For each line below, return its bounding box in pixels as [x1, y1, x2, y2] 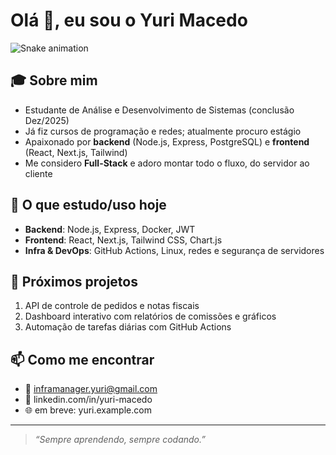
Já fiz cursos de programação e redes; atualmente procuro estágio [24, 125, 302, 137]
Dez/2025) [24, 114, 70, 126]
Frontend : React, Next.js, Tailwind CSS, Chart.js [24, 234, 223, 246]
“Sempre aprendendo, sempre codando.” [34, 434, 206, 446]
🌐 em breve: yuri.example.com [24, 404, 152, 416]
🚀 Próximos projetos [10, 273, 138, 290]
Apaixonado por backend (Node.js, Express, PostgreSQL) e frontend [24, 135, 310, 148]
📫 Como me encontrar [10, 351, 155, 368]
